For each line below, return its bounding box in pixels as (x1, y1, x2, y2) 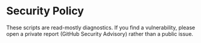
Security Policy (6, 4, 85, 18)
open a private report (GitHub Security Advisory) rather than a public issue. (6, 30, 194, 37)
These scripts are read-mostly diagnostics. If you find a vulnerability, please (6, 24, 196, 31)
